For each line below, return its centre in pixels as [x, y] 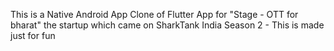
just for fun [33, 35]
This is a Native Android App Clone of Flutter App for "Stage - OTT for [154, 14]
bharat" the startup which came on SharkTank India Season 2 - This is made [167, 25]
